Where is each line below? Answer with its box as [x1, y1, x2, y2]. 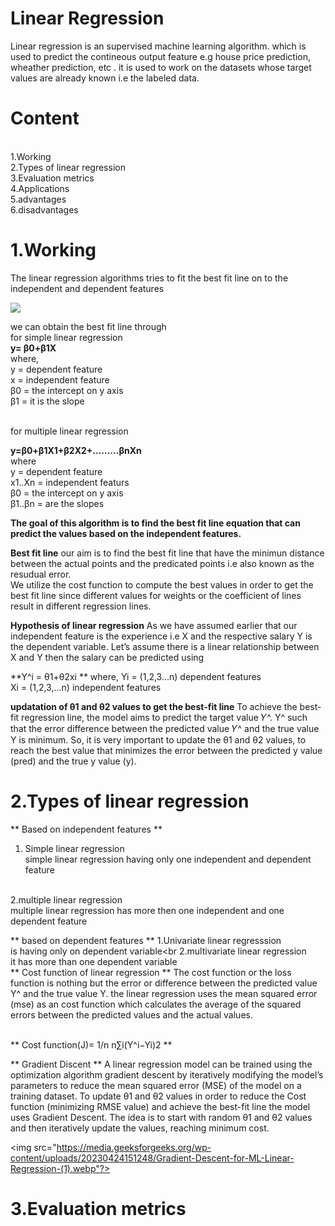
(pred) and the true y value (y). [10, 755, 137, 767]
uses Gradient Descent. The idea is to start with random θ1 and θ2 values [10, 1111, 313, 1123]
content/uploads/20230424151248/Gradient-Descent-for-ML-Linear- [10, 1152, 295, 1164]
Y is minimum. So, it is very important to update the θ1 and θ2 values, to [10, 733, 307, 746]
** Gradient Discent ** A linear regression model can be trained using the [10, 1058, 313, 1070]
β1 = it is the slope [10, 395, 85, 407]
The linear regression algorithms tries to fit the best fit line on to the [10, 272, 289, 284]
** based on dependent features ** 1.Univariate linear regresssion [10, 934, 282, 946]
